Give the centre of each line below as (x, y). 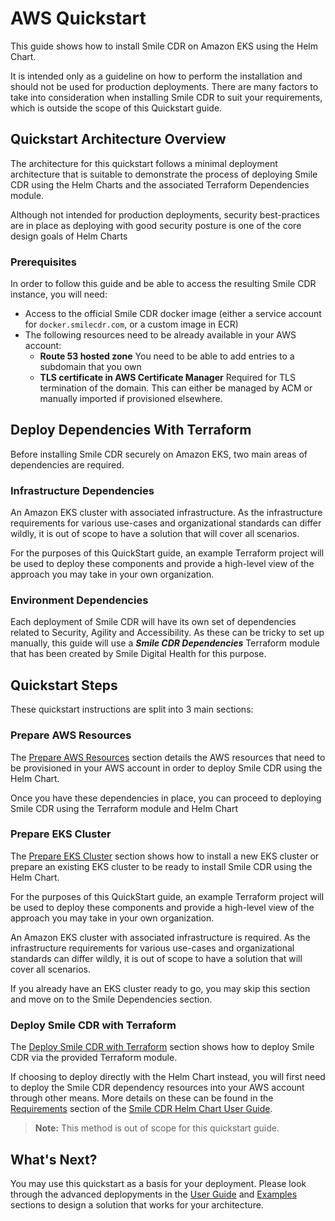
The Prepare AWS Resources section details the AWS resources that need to (168, 757)
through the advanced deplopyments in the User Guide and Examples (154, 1194)
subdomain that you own (90, 367)
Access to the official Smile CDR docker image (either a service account (173, 314)
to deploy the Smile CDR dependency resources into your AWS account (157, 1088)
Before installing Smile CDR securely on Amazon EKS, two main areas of (159, 454)
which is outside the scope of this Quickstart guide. (116, 108)
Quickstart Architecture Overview (118, 139)
